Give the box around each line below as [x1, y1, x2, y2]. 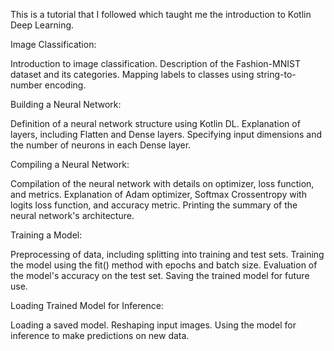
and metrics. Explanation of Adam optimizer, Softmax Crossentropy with [10, 189, 307, 200]
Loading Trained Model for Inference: [10, 300, 164, 311]
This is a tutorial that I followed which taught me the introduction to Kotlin [10, 9, 312, 20]
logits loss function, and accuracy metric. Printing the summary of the [10, 199, 298, 211]
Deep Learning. [10, 19, 75, 31]
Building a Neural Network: [10, 99, 122, 110]
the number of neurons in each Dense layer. [10, 139, 192, 151]
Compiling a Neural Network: [10, 159, 130, 170]
